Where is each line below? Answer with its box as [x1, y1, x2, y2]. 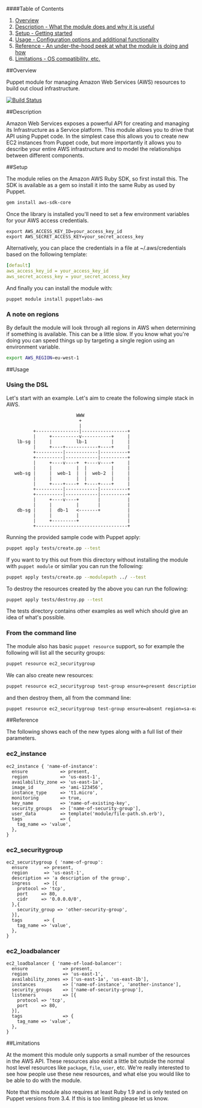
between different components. [6, 152, 84, 159]
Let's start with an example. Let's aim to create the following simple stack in [6, 394, 194, 401]
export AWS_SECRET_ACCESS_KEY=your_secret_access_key [6, 234, 144, 240]
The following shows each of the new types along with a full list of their [6, 728, 183, 735]
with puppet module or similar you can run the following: [6, 562, 144, 569]
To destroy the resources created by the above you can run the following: [6, 585, 188, 592]
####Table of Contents [6, 5, 64, 12]
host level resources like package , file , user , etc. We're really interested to [6, 1064, 190, 1071]
